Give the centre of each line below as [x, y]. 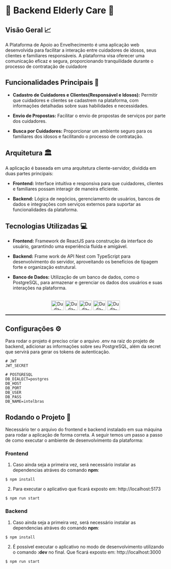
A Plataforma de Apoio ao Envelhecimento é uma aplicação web [73, 45]
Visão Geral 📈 [28, 30]
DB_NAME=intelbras [25, 402]
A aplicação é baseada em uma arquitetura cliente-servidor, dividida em [81, 168]
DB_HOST [13, 384]
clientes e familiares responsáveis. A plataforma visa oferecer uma [75, 55]
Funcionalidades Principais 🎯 [52, 83]
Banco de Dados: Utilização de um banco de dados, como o [76, 277]
